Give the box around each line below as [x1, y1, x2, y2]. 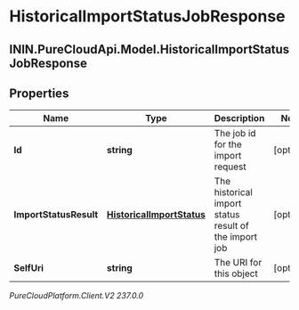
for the [214, 138, 242, 151]
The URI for [214, 257, 263, 269]
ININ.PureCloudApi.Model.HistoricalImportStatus [9, 42, 290, 57]
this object [214, 267, 258, 280]
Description [214, 112, 265, 125]
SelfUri [13, 262, 44, 274]
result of [214, 220, 249, 232]
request [214, 160, 246, 173]
